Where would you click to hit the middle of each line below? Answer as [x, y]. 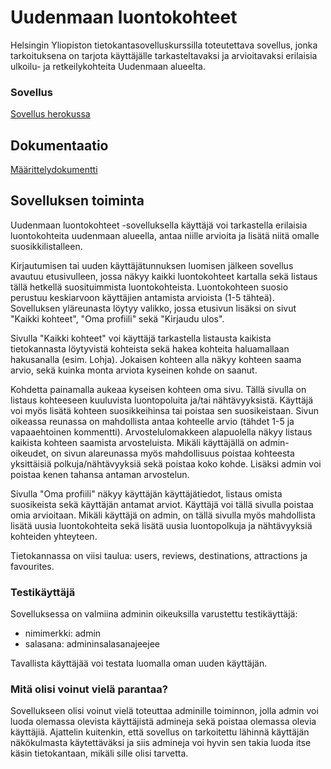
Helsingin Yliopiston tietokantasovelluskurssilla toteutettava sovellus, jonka [164, 45]
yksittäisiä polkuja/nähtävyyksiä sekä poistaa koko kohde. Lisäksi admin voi [166, 463]
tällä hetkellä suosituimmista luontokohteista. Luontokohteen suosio [149, 287]
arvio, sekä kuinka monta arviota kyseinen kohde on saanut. [134, 370]
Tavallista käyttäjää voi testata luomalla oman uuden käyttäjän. [139, 663]
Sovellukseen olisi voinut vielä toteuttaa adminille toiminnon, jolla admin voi [164, 711]
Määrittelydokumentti [54, 170]
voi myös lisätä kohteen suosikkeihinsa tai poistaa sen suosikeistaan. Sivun [164, 410]
